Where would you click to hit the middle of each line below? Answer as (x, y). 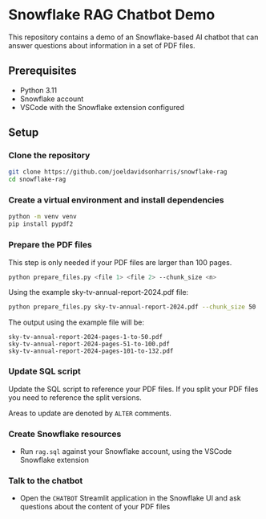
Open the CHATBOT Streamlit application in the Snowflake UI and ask (131, 498)
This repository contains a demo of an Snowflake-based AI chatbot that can (133, 37)
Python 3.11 (38, 90)
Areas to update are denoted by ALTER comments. (90, 413)
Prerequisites (42, 71)
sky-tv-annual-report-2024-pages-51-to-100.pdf (89, 344)
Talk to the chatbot (46, 480)
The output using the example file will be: (76, 322)
